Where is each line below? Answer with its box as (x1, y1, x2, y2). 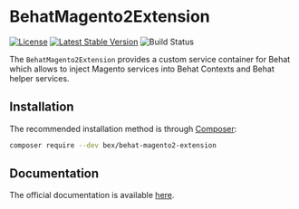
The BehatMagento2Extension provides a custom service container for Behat (9, 53, 291, 64)
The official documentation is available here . (9, 190, 175, 201)
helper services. (9, 72, 70, 83)
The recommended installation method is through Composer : (9, 123, 237, 134)
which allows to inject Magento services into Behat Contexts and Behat (9, 63, 275, 74)
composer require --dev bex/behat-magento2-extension (9, 140, 217, 150)
